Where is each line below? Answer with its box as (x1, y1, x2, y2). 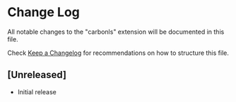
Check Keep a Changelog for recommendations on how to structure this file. (7, 49, 230, 57)
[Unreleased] (7, 69, 67, 81)
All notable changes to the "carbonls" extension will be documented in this (7, 27, 225, 36)
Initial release (17, 87, 57, 96)
